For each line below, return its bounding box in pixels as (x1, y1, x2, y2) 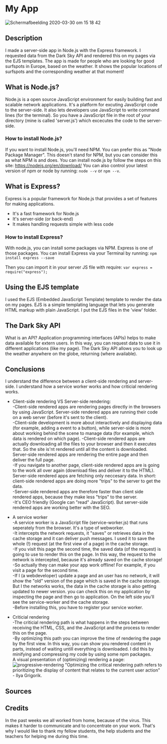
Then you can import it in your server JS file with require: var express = (5, 264, 153, 270)
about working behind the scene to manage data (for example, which (12, 430, 155, 436)
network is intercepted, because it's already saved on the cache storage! (12, 557, 163, 563)
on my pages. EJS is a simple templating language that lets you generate (5, 302, 155, 308)
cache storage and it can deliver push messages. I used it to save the (12, 535, 155, 542)
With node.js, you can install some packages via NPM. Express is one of (5, 245, 153, 251)
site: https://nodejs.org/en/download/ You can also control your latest (5, 162, 148, 168)
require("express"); (5, 269, 48, 275)
